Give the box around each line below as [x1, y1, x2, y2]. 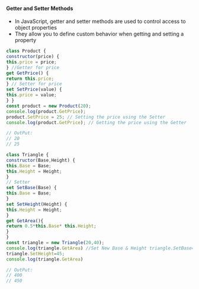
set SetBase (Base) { [6, 185, 57, 191]
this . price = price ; [6, 59, 57, 65]
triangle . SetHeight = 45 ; [6, 251, 65, 256]
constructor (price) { [6, 54, 60, 60]
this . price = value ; [6, 92, 57, 98]
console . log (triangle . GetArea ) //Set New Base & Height [6, 245, 147, 251]
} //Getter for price [6, 64, 60, 70]
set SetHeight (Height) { [6, 201, 68, 207]
